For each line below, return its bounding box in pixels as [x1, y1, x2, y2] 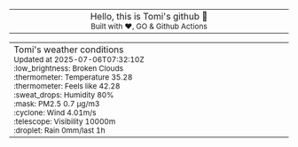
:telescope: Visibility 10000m [13, 117, 116, 127]
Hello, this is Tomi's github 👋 [90, 11, 208, 22]
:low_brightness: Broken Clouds [13, 64, 124, 73]
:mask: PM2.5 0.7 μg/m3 [13, 99, 100, 109]
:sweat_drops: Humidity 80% [13, 90, 114, 100]
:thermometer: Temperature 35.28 [13, 73, 133, 82]
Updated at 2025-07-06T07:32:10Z [13, 55, 145, 65]
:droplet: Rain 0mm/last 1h [13, 126, 106, 135]
